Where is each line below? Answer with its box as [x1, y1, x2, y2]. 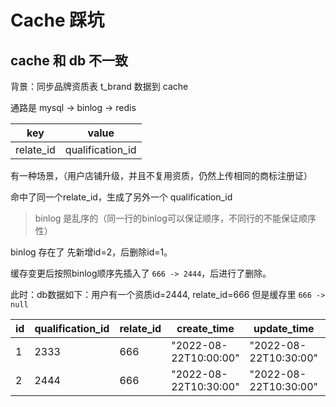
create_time [176, 322, 235, 335]
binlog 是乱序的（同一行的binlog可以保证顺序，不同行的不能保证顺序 [34, 212, 317, 224]
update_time [253, 322, 315, 335]
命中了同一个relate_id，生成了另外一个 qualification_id [10, 191, 233, 203]
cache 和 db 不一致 [10, 52, 129, 69]
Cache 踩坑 [10, 9, 105, 32]
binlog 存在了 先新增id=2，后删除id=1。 [10, 246, 173, 258]
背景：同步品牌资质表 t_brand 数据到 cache [10, 81, 189, 92]
